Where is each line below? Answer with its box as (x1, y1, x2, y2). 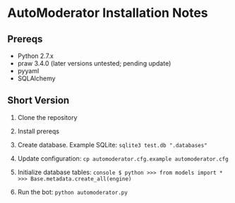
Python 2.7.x (17, 51, 54, 60)
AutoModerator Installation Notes (7, 5, 208, 21)
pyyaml (17, 67, 40, 75)
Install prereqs (17, 127, 60, 135)
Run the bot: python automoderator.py (17, 187, 128, 196)
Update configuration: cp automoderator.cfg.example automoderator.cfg (17, 154, 229, 163)
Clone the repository (17, 113, 78, 121)
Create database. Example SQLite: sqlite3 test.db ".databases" (17, 140, 208, 149)
